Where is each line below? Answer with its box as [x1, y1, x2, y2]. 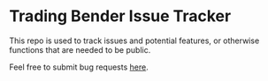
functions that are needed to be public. [9, 44, 151, 55]
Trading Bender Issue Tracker [9, 6, 232, 26]
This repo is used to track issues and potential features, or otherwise [9, 35, 260, 46]
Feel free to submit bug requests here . [9, 62, 149, 72]
